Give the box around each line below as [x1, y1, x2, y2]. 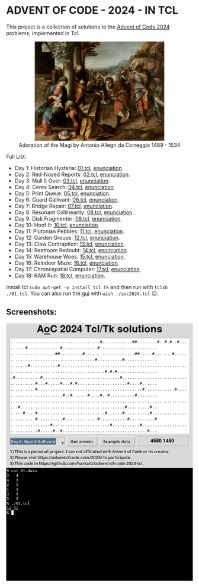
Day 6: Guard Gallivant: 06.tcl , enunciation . [14, 196, 120, 203]
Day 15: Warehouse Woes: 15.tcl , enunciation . [14, 253, 126, 260]
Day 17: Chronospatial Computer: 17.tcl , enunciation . [14, 266, 142, 272]
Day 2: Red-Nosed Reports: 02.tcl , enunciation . [14, 171, 130, 178]
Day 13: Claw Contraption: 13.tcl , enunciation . [14, 240, 126, 247]
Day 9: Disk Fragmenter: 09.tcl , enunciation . [14, 215, 123, 222]
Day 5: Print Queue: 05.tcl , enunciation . [14, 190, 111, 197]
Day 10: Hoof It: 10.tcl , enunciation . [14, 221, 99, 228]
